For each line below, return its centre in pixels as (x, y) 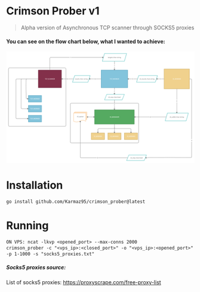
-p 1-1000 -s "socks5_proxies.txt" (50, 254)
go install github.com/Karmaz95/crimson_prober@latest (76, 202)
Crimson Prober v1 (53, 11)
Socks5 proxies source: (36, 267)
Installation (35, 185)
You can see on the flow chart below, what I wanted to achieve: (86, 41)
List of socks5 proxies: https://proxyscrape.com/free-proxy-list (84, 282)
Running (27, 225)
